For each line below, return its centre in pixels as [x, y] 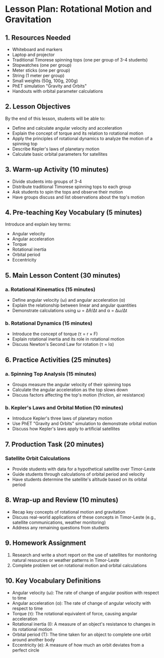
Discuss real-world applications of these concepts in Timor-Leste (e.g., [84, 517]
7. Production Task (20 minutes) [55, 444]
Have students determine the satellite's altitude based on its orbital [80, 480]
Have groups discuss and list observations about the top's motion [78, 197]
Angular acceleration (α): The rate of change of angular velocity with [81, 603]
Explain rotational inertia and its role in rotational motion [68, 339]
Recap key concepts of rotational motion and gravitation [69, 512]
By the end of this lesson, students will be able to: [55, 118]
